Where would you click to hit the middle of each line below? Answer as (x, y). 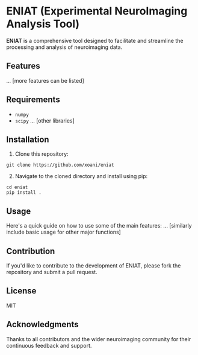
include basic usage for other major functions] (64, 232)
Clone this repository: (42, 154)
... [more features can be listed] (45, 80)
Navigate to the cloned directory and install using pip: (81, 176)
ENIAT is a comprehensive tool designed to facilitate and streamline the (95, 40)
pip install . (24, 193)
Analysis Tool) (43, 24)
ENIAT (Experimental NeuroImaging (97, 11)
